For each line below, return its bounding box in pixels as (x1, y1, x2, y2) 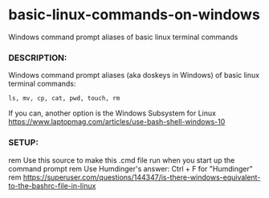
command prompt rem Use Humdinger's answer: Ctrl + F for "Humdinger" (8, 164, 253, 173)
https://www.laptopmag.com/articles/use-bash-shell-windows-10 (8, 117, 226, 127)
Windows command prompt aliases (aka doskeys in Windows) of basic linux (8, 71, 259, 80)
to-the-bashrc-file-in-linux (8, 180, 96, 190)
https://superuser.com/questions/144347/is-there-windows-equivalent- (22, 172, 261, 182)
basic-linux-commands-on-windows (8, 6, 261, 24)
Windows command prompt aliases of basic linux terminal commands (8, 32, 238, 42)
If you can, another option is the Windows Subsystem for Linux (8, 108, 217, 118)
